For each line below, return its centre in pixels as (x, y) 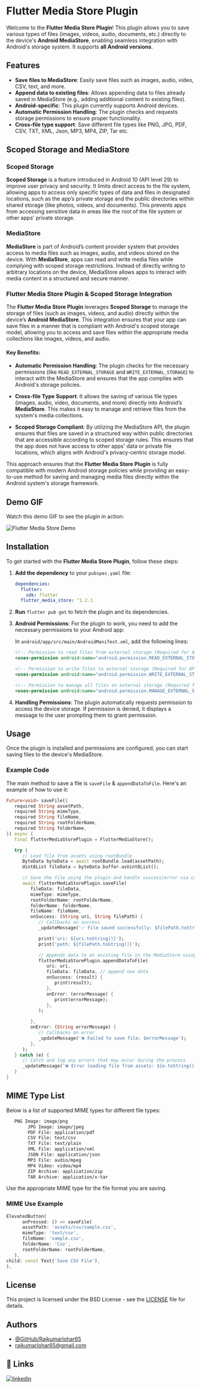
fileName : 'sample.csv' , (53, 1239)
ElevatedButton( (26, 1216)
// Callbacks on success (69, 922)
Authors (22, 1325)
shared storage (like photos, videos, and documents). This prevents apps (96, 205)
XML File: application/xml (61, 1149)
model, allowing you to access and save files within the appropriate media (97, 332)
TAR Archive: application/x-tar (68, 1177)
